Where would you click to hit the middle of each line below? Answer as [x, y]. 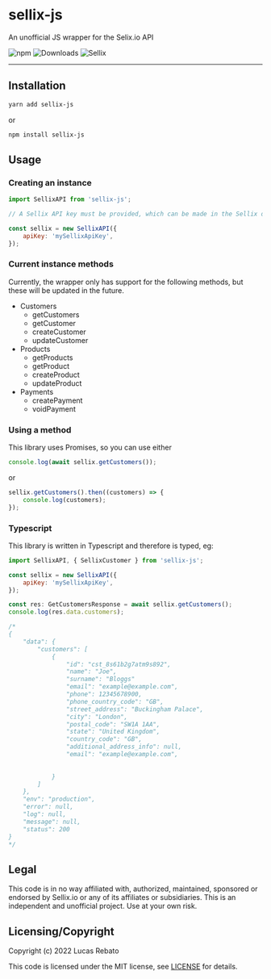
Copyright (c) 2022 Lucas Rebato [64, 951]
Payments [37, 391]
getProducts [52, 358]
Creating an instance [50, 182]
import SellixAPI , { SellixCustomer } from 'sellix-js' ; [106, 560]
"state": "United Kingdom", [113, 732]
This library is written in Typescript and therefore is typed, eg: [111, 546]
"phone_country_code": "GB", [115, 701]
